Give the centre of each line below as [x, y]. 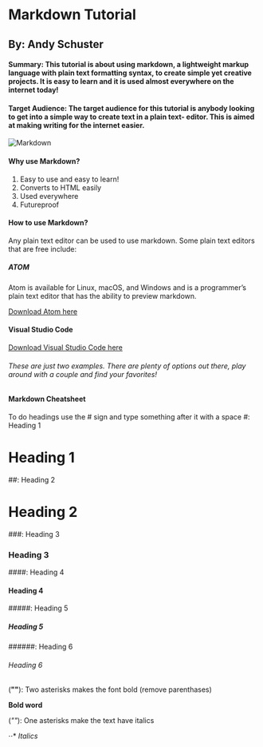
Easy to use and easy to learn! [69, 179]
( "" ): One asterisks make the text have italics [81, 721]
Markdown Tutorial [73, 15]
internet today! [33, 90]
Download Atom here [43, 311]
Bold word [26, 705]
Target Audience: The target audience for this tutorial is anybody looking [131, 108]
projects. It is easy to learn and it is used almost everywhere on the [121, 81]
